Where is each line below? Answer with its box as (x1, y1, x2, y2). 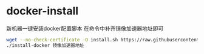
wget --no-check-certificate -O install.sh (6, 37, 118, 43)
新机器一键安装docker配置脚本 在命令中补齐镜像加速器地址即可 (6, 25, 164, 32)
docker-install (6, 4, 79, 18)
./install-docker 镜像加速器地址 (6, 42, 84, 49)
